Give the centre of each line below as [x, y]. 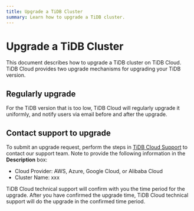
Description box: [27, 160]
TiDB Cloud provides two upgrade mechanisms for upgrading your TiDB [93, 69]
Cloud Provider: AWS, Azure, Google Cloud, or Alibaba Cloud [89, 171]
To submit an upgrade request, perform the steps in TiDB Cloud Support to [97, 147]
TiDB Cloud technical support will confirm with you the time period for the [96, 189]
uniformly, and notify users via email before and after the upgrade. [87, 114]
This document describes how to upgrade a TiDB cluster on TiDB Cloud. [94, 63]
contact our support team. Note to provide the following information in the [96, 154]
